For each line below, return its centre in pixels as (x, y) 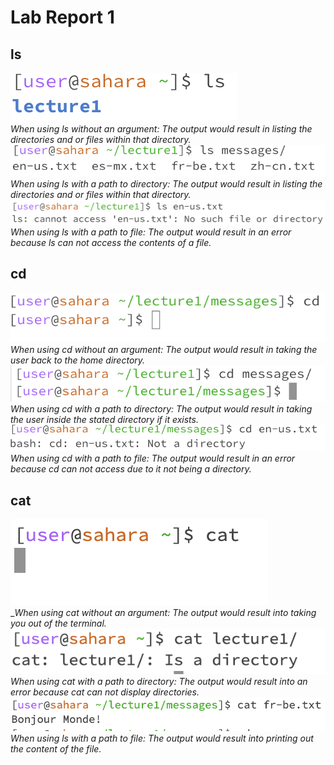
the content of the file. (56, 748)
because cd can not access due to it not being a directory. (131, 469)
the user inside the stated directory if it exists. (104, 420)
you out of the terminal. (58, 623)
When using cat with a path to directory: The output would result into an (159, 682)
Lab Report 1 (62, 17)
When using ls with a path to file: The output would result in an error (151, 232)
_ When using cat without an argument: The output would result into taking (163, 613)
